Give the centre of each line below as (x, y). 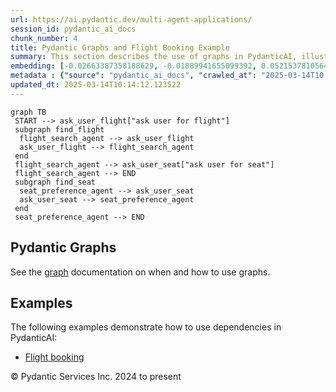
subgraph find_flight (59, 129)
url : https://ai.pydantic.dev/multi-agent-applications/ (131, 19)
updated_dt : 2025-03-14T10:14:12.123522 (96, 85)
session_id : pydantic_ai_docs (73, 29)
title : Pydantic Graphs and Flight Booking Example (120, 47)
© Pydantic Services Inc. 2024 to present (96, 377)
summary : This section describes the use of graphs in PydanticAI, (154, 57)
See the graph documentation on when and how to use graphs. (140, 272)
